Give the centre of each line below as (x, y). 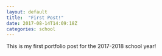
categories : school (31, 29)
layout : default (27, 12)
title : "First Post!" (35, 18)
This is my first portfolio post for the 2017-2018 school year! (81, 46)
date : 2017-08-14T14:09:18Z (42, 23)
